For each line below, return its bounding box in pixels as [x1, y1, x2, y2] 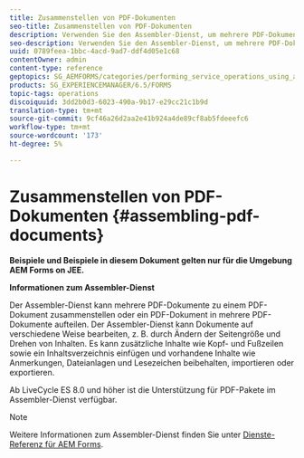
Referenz [9, 438, 43, 449]
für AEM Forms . [44, 438, 104, 449]
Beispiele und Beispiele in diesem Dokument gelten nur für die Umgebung [9, 254, 292, 265]
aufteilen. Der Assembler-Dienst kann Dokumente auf [53, 319, 253, 329]
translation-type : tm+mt [9, 106, 103, 115]
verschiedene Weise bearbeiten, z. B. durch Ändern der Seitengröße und [9, 328, 281, 339]
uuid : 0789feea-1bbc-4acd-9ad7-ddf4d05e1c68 [9, 47, 180, 56]
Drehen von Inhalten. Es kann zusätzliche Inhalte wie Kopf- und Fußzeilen [9, 338, 284, 348]
